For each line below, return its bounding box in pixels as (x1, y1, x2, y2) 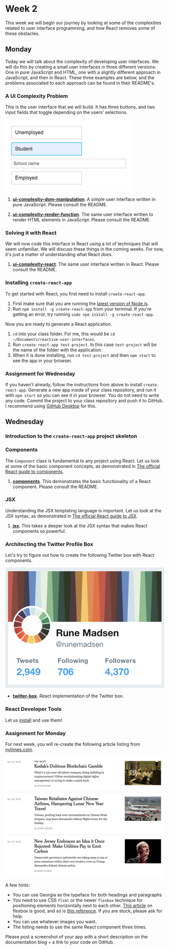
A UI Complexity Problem (5, 92, 68, 99)
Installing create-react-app (5, 279, 72, 286)
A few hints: (5, 882, 30, 888)
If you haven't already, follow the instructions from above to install (5, 381, 142, 387)
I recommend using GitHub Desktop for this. (5, 403, 97, 409)
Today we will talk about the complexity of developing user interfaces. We (5, 58, 159, 65)
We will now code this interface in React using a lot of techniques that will (5, 241, 158, 247)
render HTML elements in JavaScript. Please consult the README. (12, 217, 151, 223)
